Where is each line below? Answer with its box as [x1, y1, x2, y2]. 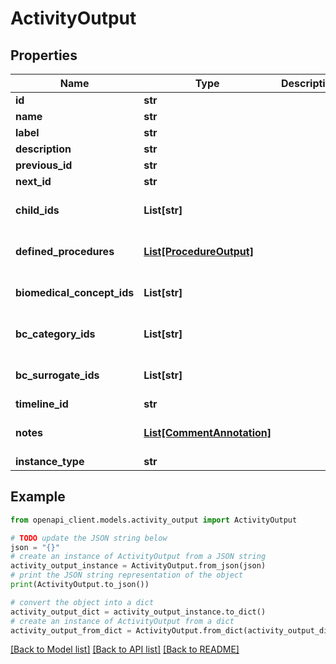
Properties [10, 47, 78, 64]
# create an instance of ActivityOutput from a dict [10, 616, 235, 626]
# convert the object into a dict [10, 597, 155, 607]
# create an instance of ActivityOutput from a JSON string [10, 552, 267, 562]
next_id [15, 175, 52, 188]
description [15, 142, 72, 156]
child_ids [15, 203, 60, 217]
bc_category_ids [15, 327, 96, 341]
